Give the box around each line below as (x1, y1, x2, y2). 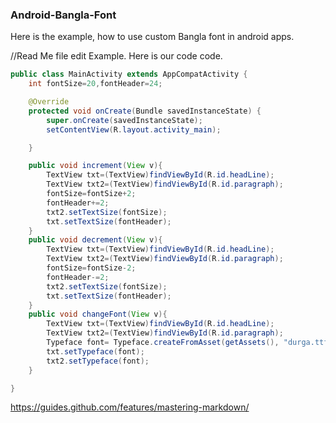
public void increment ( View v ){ (28, 161, 163, 171)
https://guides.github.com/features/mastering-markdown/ (10, 401, 250, 413)
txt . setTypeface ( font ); (46, 346, 145, 357)
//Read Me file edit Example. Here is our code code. (10, 50, 223, 62)
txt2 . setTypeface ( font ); (46, 356, 150, 366)
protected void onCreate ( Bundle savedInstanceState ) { (28, 106, 262, 116)
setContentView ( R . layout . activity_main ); (46, 124, 222, 135)
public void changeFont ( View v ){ (28, 309, 168, 320)
